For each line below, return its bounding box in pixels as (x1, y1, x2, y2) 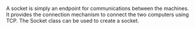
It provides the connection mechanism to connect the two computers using (6, 11, 189, 18)
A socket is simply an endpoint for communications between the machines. (6, 5, 189, 12)
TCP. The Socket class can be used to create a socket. (6, 17, 139, 24)
